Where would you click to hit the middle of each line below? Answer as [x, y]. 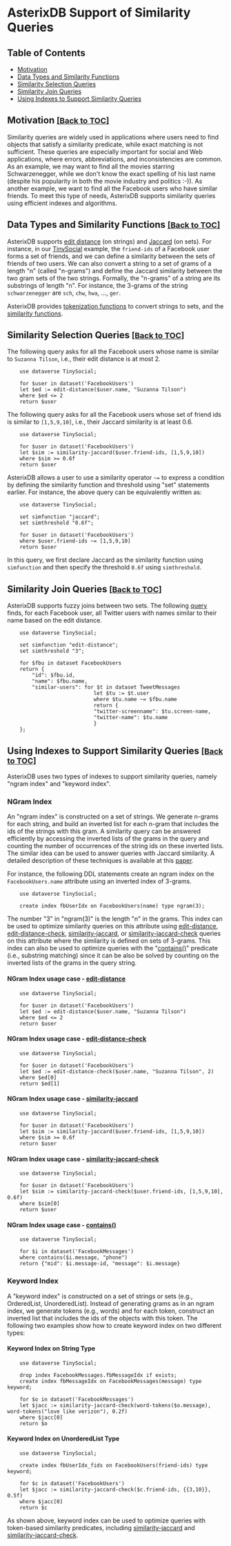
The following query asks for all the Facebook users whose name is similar [113, 352]
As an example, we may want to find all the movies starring [91, 166]
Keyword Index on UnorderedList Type [63, 1439]
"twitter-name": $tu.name [131, 718]
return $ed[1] [40, 1084]
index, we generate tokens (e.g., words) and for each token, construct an [111, 1311]
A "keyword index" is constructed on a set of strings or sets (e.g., [100, 1296]
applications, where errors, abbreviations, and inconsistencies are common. [115, 159]
